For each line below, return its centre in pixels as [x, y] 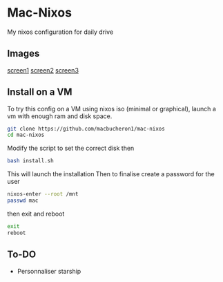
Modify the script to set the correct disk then [71, 148]
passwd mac [23, 201]
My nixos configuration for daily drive [60, 32]
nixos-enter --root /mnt [43, 194]
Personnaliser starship [49, 271]
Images [23, 54]
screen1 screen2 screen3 [43, 70]
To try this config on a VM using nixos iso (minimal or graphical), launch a [111, 109]
